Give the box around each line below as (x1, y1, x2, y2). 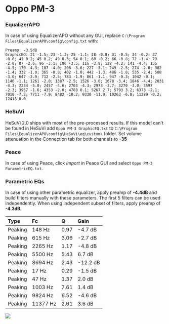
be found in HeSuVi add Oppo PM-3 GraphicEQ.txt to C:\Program (5, 125, 138, 131)
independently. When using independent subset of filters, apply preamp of (5, 200, 161, 207)
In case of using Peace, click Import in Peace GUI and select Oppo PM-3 (5, 160, 153, 166)
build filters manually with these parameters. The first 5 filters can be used (5, 195, 161, 201)
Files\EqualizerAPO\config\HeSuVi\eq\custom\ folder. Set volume (5, 130, 142, 137)
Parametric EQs (5, 178, 45, 185)
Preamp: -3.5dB (5, 48, 37, 53)
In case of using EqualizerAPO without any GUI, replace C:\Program (5, 32, 145, 38)
